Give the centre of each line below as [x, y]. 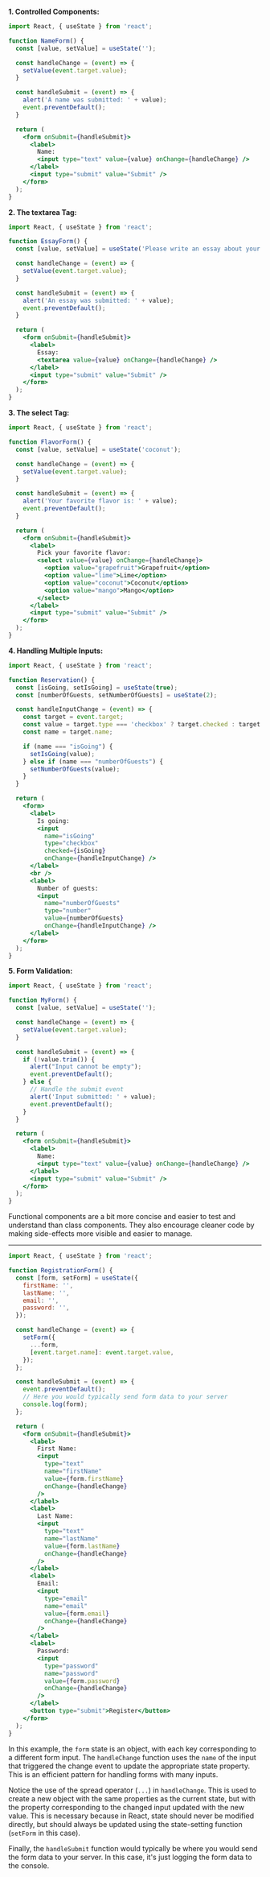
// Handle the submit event [77, 1089]
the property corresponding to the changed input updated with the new [127, 1807]
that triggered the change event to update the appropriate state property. [129, 1766]
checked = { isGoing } [75, 851]
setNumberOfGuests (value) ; [75, 769]
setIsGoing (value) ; [62, 754]
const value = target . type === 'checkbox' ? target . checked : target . [143, 725]
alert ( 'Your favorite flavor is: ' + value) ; [100, 501]
